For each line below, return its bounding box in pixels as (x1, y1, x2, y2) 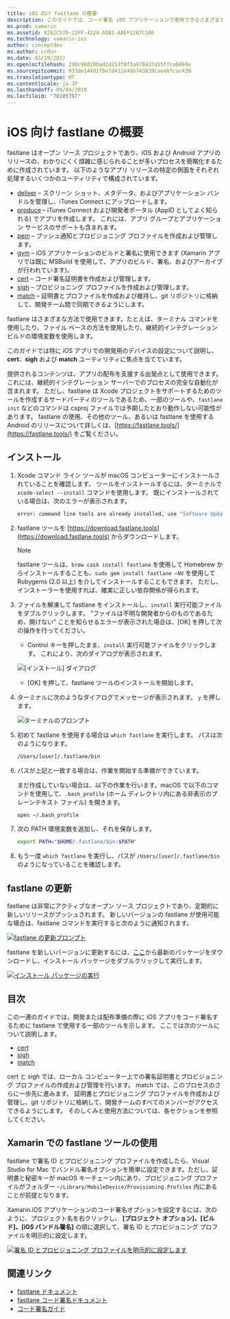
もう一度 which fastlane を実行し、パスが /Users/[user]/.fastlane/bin (16, 851, 220, 860)
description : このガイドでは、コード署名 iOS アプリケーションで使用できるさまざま (7, 16, 220, 23)
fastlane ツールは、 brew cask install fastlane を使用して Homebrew (16, 560, 216, 568)
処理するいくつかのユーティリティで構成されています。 (7, 174, 162, 182)
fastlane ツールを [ (16, 524, 70, 532)
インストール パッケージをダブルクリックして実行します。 (42, 957, 206, 965)
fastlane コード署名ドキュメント (16, 1296, 108, 1304)
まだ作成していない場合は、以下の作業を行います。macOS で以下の (16, 781, 207, 789)
